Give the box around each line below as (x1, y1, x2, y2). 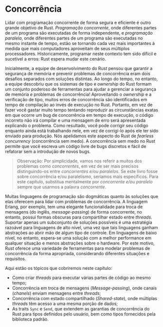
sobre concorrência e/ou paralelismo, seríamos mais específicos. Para (17, 174, 159, 179)
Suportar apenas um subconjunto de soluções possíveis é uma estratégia (5, 219, 152, 225)
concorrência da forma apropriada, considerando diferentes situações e (5, 250, 150, 256)
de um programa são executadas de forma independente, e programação (5, 30, 153, 36)
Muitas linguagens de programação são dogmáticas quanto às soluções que (5, 193, 158, 199)
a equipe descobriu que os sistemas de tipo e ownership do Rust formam (5, 81, 152, 87)
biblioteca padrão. (12, 316, 49, 322)
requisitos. (5, 256, 26, 262)
